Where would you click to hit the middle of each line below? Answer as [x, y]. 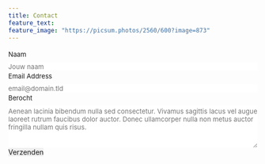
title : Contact [33, 15]
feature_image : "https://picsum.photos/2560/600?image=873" [110, 30]
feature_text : [32, 23]
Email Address [30, 76]
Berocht [21, 97]
